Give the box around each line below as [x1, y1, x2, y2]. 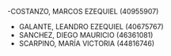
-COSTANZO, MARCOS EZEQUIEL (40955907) [7, 7, 159, 16]
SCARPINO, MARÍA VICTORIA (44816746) [18, 39, 155, 48]
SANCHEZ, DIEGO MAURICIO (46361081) [18, 31, 154, 39]
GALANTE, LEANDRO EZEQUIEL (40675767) [18, 22, 164, 31]
